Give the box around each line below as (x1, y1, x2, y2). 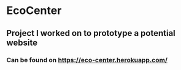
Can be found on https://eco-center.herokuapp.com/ (6, 55, 168, 64)
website (6, 37, 38, 47)
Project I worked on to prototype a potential (6, 28, 176, 38)
